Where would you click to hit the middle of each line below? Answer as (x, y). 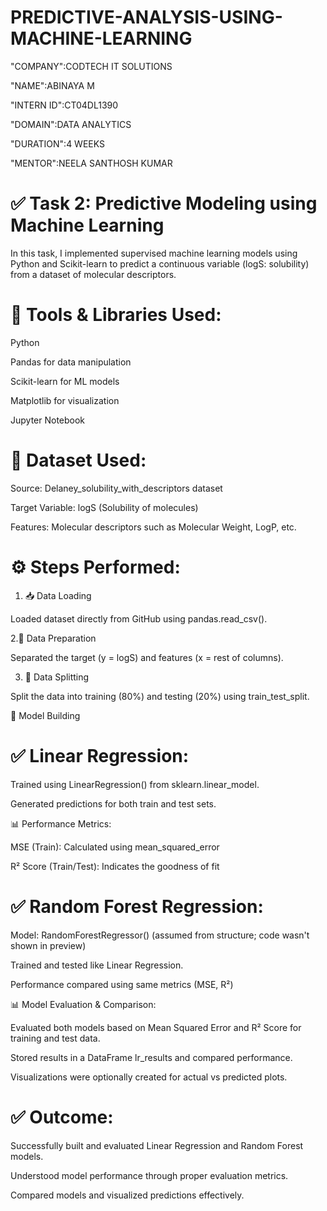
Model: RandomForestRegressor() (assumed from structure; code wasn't (160, 935)
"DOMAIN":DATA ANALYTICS (71, 124)
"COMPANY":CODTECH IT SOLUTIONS (91, 66)
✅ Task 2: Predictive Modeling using (164, 203)
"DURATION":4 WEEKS (57, 143)
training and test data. (55, 1038)
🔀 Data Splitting (57, 677)
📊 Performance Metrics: (61, 823)
